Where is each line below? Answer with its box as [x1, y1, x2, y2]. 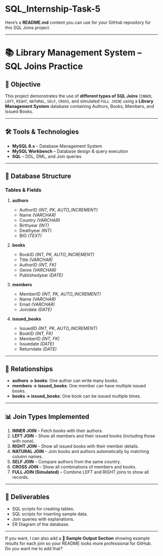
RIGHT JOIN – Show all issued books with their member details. [12, 443, 139, 449]
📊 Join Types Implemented [5, 412, 90, 421]
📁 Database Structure [5, 172, 71, 180]
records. [12, 474, 29, 480]
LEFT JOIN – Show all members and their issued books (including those [12, 433, 155, 439]
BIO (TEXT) [19, 233, 42, 239]
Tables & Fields [5, 187, 42, 193]
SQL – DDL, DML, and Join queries [12, 153, 81, 159]
